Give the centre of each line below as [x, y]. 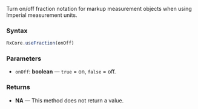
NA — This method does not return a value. [69, 100]
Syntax [17, 31]
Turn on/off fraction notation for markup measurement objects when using [99, 9]
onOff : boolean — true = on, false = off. [65, 72]
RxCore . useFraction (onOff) [40, 43]
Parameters [24, 58]
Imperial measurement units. [42, 15]
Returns [18, 87]
